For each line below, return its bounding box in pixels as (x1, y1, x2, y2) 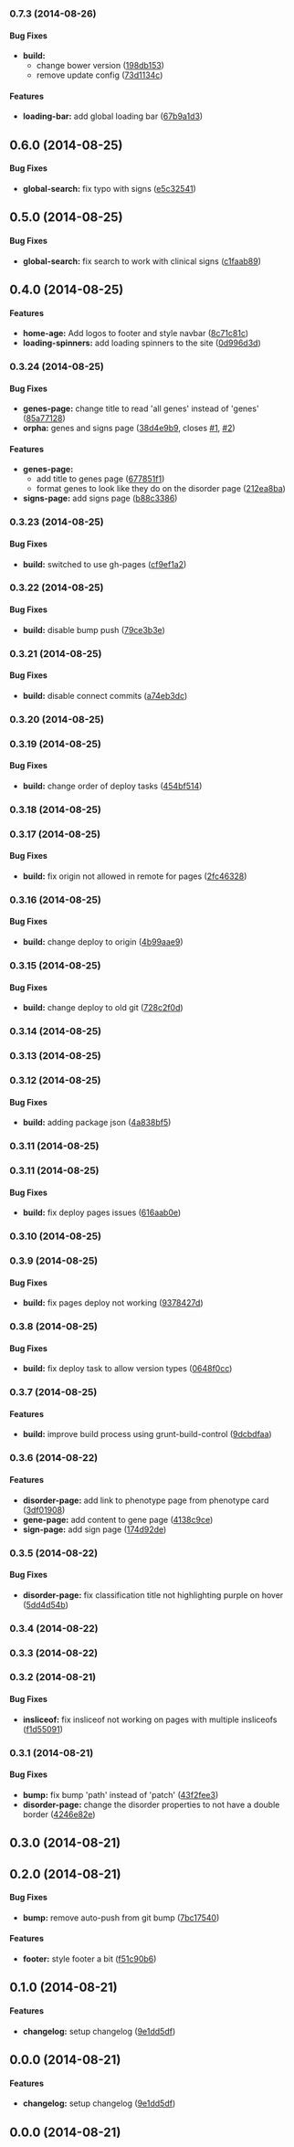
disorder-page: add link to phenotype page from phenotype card (22, 1495, 269, 1506)
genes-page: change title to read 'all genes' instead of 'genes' (22, 403, 259, 414)
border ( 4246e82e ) (22, 1808, 96, 1820)
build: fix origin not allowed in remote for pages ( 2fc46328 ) (22, 871, 247, 882)
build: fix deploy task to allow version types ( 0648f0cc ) (22, 1363, 233, 1374)
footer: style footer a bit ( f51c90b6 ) (22, 1953, 157, 1964)
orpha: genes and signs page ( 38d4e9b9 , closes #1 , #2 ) (22, 423, 236, 434)
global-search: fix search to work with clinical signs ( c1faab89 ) (22, 255, 262, 267)
